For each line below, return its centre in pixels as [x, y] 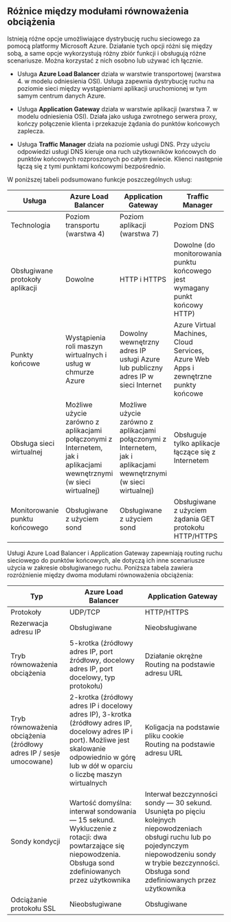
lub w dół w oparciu [101, 765]
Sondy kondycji [35, 841]
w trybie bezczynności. [182, 863]
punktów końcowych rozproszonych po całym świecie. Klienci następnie [120, 159]
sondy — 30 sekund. [178, 802]
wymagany [191, 288]
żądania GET [194, 519]
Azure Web [191, 359]
